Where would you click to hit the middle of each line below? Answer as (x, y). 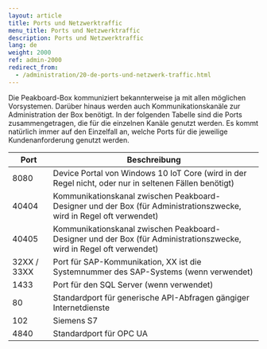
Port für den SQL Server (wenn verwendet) (133, 284)
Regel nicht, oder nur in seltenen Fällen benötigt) (143, 182)
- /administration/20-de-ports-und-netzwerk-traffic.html (114, 75)
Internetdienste (81, 308)
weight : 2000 (30, 53)
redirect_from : (33, 68)
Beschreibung (154, 159)
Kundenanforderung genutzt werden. (69, 139)
